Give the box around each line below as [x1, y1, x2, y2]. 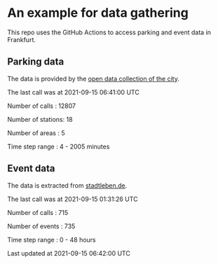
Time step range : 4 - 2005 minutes [7, 142, 110, 151]
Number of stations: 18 [7, 115, 73, 123]
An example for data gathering [7, 5, 189, 21]
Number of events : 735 [7, 222, 76, 230]
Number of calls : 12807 [7, 102, 76, 110]
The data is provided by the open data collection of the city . [7, 74, 180, 83]
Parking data [7, 56, 64, 68]
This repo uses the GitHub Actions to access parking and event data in [7, 28, 212, 36]
